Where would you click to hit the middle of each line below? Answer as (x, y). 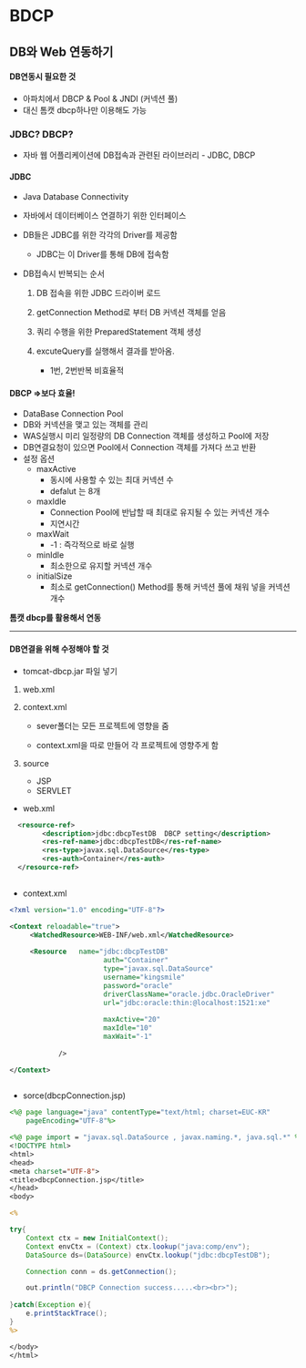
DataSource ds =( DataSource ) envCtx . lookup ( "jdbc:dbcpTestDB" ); (148, 1255)
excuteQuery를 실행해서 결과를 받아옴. (105, 351)
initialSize (54, 576)
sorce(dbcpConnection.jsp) (74, 1095)
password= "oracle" (138, 985)
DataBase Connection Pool (73, 414)
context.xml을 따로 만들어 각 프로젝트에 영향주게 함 (127, 745)
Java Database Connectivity (76, 197)
